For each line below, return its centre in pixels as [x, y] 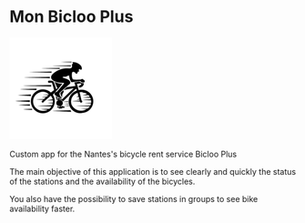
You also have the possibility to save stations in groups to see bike [134, 198]
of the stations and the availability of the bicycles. [102, 181]
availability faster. [42, 208]
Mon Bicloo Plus [71, 17]
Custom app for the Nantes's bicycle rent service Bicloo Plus [123, 154]
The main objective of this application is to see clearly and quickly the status [153, 171]
